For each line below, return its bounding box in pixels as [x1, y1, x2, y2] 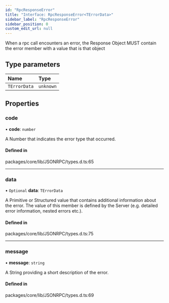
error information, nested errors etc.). [5, 208, 83, 214]
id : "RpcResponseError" [5, 7, 55, 13]
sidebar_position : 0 [5, 21, 49, 27]
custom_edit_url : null [5, 26, 53, 31]
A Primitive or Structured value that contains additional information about [5, 197, 156, 204]
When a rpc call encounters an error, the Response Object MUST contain [5, 40, 157, 46]
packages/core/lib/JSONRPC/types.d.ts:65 [5, 159, 94, 165]
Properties [5, 99, 39, 108]
